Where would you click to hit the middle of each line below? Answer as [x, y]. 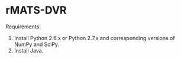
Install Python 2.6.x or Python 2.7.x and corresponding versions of [94, 38]
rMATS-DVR [36, 10]
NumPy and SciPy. [37, 44]
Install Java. [29, 50]
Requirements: [23, 27]
